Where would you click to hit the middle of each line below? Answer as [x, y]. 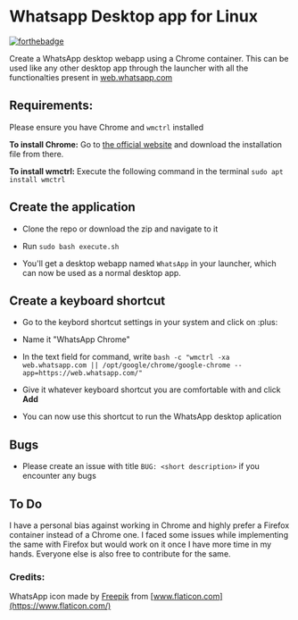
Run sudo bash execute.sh [70, 246]
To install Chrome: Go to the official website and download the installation [146, 144]
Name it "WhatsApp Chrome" [76, 339]
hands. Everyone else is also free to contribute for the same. [120, 554]
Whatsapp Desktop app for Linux [134, 17]
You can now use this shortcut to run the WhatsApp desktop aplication [152, 416]
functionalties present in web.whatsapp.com [91, 77]
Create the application [72, 207]
